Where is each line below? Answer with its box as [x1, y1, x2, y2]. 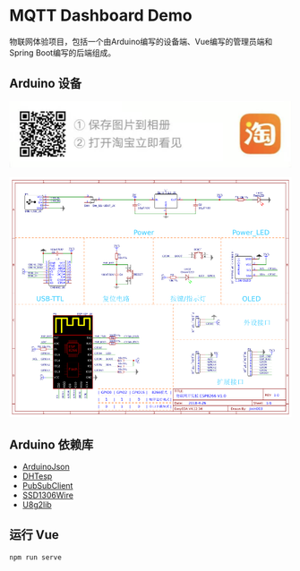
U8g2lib [21, 499, 52, 510]
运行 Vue [9, 527, 60, 542]
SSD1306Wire [21, 490, 74, 501]
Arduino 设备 [9, 76, 82, 91]
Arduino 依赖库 [9, 437, 94, 452]
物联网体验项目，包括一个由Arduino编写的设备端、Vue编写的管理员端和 [9, 36, 273, 47]
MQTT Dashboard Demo [9, 5, 193, 26]
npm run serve [9, 552, 63, 562]
